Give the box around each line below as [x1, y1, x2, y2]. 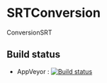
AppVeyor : [16, 67, 50, 75]
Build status [6, 49, 61, 60]
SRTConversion [6, 5, 101, 21]
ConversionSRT [6, 28, 52, 37]
